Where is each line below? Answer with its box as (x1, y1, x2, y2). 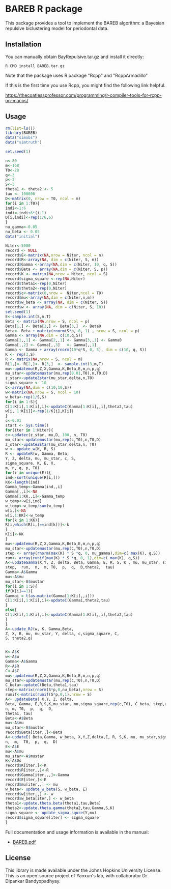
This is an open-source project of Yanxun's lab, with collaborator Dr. (5, 872, 149, 878)
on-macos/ (5, 97, 29, 103)
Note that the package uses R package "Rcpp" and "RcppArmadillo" (5, 72, 148, 78)
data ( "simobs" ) (5, 135, 38, 140)
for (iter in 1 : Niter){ (5, 427, 53, 433)
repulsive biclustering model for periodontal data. (5, 25, 109, 31)
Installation (5, 40, 42, 49)
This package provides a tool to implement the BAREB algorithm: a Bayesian (5, 20, 164, 26)
